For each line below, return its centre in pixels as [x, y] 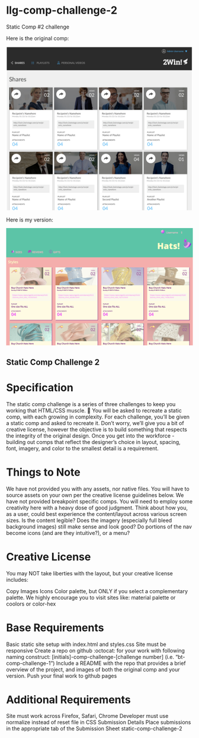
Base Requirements [55, 628]
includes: [17, 579]
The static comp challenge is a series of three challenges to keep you [91, 404]
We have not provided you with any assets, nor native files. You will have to [98, 489]
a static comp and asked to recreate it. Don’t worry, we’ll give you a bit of [95, 423]
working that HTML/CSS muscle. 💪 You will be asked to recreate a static [94, 410]
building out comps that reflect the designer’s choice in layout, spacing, [93, 442]
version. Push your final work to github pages [62, 676]
